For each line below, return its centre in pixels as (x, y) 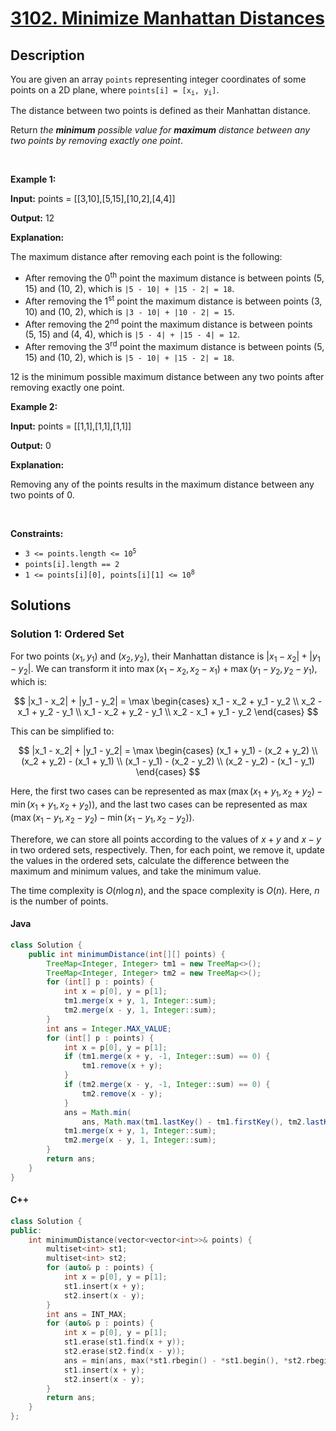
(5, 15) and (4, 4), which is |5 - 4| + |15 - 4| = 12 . (132, 334)
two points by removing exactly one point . (96, 141)
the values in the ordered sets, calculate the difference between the (150, 860)
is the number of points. (59, 901)
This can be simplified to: (62, 731)
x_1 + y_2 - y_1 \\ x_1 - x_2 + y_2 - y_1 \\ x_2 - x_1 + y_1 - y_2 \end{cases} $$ (168, 712)
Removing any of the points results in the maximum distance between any (162, 484)
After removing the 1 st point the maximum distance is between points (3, (173, 300)
